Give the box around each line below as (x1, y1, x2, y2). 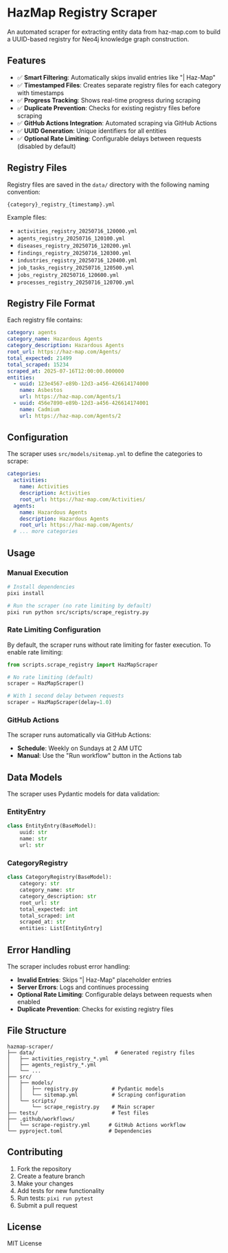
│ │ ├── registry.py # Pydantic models (7, 1085, 165, 1093)
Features (7, 55, 46, 67)
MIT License (7, 1239, 43, 1247)
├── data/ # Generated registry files (7, 1049, 195, 1056)
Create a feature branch (16, 1172, 85, 1180)
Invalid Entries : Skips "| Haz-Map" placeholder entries (16, 975, 172, 984)
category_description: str (19, 893, 97, 900)
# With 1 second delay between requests (7, 692, 125, 700)
